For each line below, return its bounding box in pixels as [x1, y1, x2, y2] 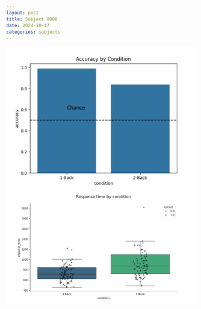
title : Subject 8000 [6, 16, 58, 22]
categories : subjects [6, 29, 61, 35]
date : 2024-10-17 [6, 22, 50, 28]
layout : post [6, 10, 39, 16]
